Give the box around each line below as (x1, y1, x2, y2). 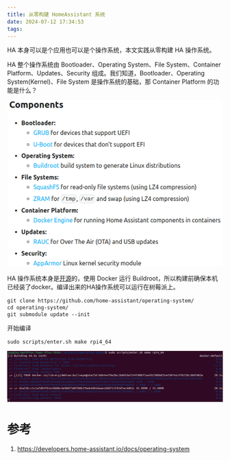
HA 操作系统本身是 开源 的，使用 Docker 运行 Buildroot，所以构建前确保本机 (7, 274, 218, 282)
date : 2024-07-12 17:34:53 (7, 18, 84, 25)
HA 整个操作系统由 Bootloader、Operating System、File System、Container (7, 60, 221, 69)
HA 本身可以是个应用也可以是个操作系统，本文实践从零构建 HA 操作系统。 (7, 46, 216, 54)
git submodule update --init (7, 311, 90, 318)
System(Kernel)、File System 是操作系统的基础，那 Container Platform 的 (7, 77, 214, 86)
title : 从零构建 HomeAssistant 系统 (7, 11, 105, 18)
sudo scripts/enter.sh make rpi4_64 (7, 338, 112, 346)
